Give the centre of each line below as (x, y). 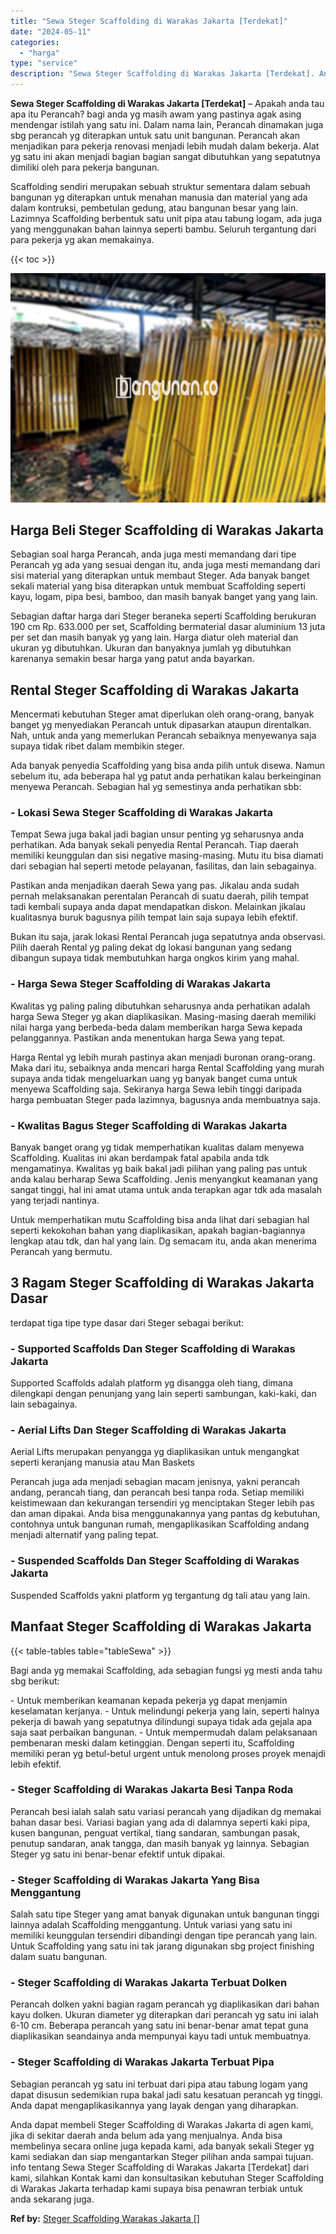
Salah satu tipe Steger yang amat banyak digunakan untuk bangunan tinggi (165, 1914)
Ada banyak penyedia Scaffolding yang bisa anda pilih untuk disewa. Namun (168, 766)
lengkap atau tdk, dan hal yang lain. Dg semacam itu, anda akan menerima (163, 1241)
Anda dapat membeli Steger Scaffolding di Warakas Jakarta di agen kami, (162, 2124)
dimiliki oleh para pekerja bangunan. (85, 167)
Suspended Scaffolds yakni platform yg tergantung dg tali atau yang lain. (160, 1595)
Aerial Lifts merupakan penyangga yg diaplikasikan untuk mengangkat (155, 1452)
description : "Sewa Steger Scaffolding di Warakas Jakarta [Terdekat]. (162, 74)
